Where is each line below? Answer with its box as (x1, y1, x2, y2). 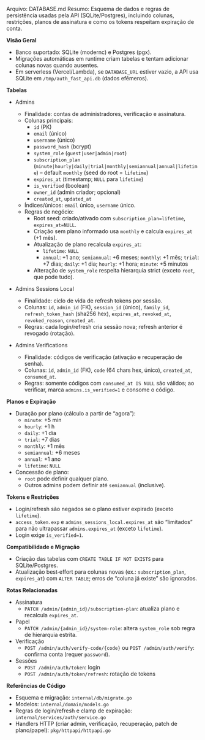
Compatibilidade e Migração (6, 543, 80, 550)
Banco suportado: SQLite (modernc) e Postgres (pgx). (15, 48, 152, 56)
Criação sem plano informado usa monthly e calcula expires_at (33, 228, 193, 235)
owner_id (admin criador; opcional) (33, 188, 121, 196)
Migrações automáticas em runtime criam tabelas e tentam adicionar (15, 55, 188, 62)
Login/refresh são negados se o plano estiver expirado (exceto (15, 506, 174, 512)
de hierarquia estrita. (24, 631, 77, 638)
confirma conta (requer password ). (24, 650, 110, 658)
